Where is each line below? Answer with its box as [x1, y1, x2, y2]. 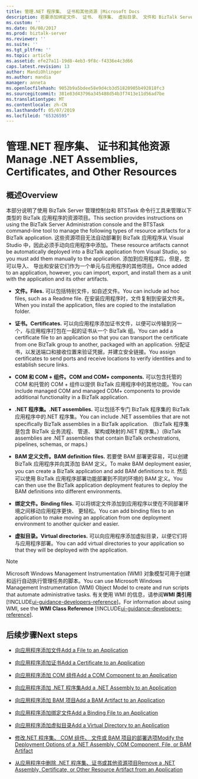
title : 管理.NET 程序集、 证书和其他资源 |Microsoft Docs [6, 8, 140, 15]
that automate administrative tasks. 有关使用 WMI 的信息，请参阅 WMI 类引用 [6, 591, 192, 598]
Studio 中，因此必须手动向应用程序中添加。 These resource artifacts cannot [6, 242, 189, 249]
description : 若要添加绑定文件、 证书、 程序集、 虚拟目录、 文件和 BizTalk [6, 14, 178, 20]
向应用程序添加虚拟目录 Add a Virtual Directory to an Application [14, 722, 170, 729]
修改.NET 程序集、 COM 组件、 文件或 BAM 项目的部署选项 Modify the [14, 734, 184, 741]
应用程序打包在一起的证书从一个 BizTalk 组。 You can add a [30, 328, 173, 335]
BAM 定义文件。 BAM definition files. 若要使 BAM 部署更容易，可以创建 [14, 453, 189, 460]
